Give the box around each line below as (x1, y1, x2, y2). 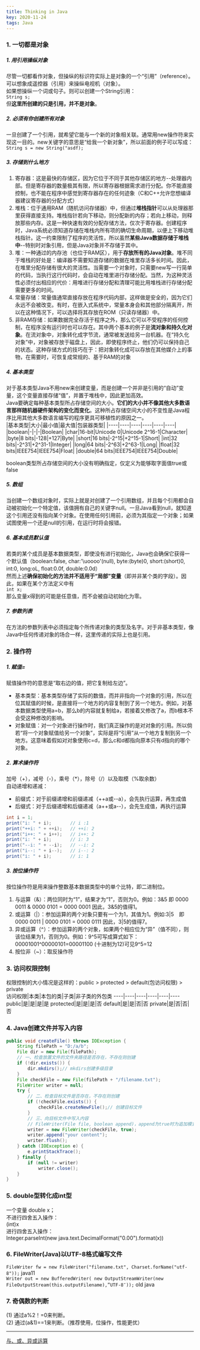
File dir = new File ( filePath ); (17, 1049, 97, 1055)
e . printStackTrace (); (27, 1149, 82, 1155)
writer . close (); (37, 1165, 79, 1171)
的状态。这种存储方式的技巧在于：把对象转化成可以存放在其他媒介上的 (14, 346, 187, 353)
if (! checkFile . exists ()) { (27, 1099, 97, 1105)
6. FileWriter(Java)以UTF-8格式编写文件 (6, 1250, 123, 1258)
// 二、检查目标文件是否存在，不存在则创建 (27, 1093, 120, 1100)
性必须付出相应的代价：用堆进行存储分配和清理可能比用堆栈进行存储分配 (14, 279, 192, 286)
